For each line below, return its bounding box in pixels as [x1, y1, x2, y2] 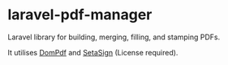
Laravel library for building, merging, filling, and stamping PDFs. [7, 32, 221, 42]
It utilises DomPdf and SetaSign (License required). [7, 47, 179, 57]
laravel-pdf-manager [7, 6, 153, 24]
